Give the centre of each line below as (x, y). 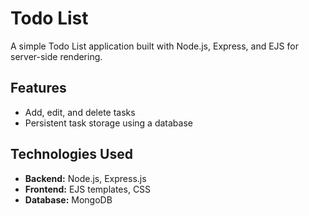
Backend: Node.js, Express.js (85, 178)
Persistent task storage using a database (108, 123)
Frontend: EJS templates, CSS (88, 189)
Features (38, 88)
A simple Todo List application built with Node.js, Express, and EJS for (154, 46)
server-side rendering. (56, 56)
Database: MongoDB (68, 199)
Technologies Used (71, 154)
